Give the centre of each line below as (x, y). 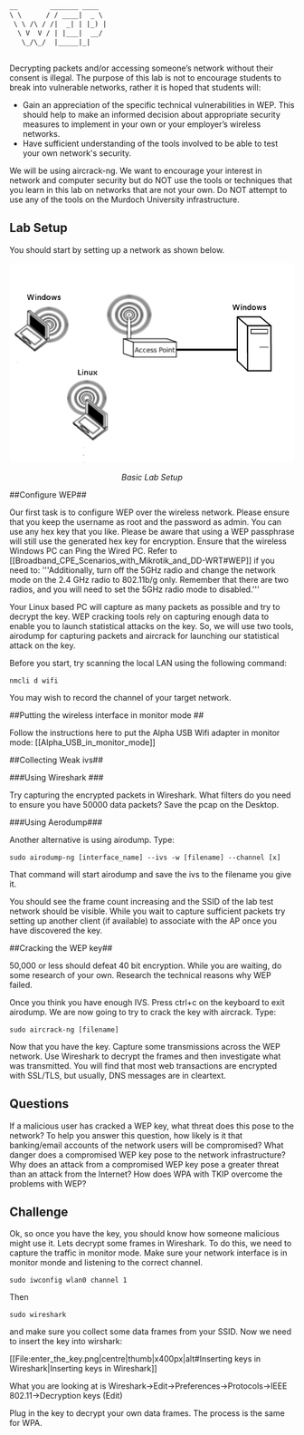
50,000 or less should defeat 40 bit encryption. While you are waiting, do (146, 965)
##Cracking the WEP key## (61, 947)
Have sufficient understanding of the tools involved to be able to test (150, 143)
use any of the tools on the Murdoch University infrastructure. (124, 199)
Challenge (39, 1212)
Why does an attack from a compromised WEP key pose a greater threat (144, 1164)
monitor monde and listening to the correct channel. (106, 1263)
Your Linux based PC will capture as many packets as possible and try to (145, 606)
